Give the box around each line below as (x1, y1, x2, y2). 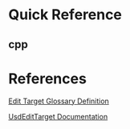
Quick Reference (8, 6, 123, 24)
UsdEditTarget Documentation (8, 111, 108, 121)
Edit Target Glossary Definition (8, 96, 110, 106)
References (8, 70, 87, 87)
